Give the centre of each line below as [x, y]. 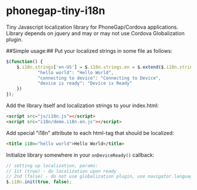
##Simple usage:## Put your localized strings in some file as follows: [89, 50]
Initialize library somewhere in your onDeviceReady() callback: [80, 155]
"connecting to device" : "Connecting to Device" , [99, 78]
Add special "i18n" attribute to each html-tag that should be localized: [90, 133]
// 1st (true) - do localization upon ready [61, 171]
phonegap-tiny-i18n [56, 11]
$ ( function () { [25, 62]
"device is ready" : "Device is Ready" [85, 83]
